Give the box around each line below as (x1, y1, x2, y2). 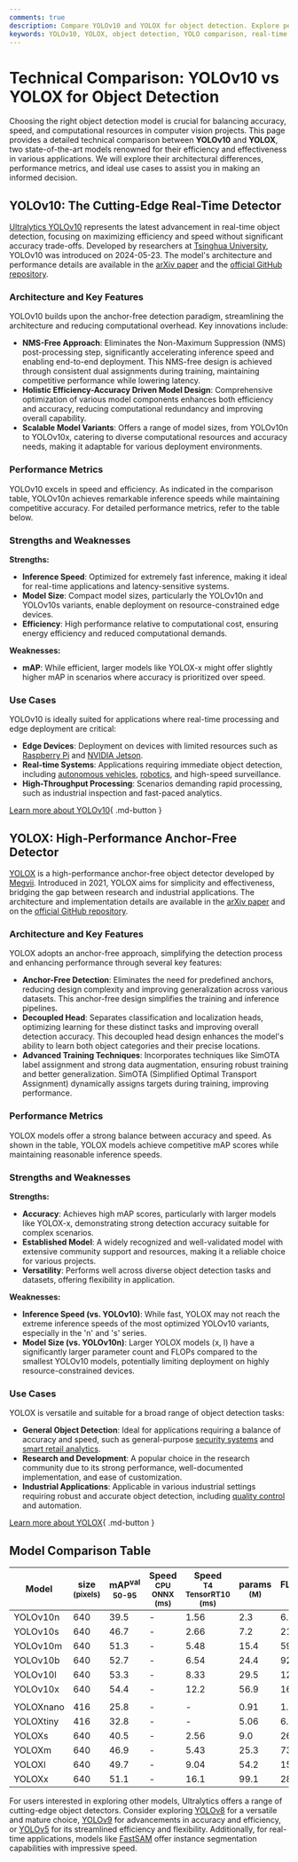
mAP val (109, 1577, 141, 1591)
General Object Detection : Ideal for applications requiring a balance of (21, 1425, 281, 1435)
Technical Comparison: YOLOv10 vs (9, 67, 279, 88)
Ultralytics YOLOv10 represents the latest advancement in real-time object (9, 222, 281, 232)
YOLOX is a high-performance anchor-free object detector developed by (9, 868, 275, 879)
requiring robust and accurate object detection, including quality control (21, 1491, 286, 1502)
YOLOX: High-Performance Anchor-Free (9, 830, 238, 845)
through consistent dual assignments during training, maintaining (21, 365, 260, 377)
